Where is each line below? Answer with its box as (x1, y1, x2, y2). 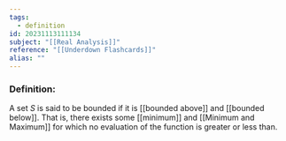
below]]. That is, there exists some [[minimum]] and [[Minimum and (9, 112, 255, 123)
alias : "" (9, 54, 46, 63)
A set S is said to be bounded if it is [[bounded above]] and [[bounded (9, 103, 265, 114)
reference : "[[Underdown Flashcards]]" (9, 46, 157, 55)
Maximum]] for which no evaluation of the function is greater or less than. (9, 122, 278, 132)
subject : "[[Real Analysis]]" (9, 37, 121, 47)
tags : (9, 12, 29, 22)
